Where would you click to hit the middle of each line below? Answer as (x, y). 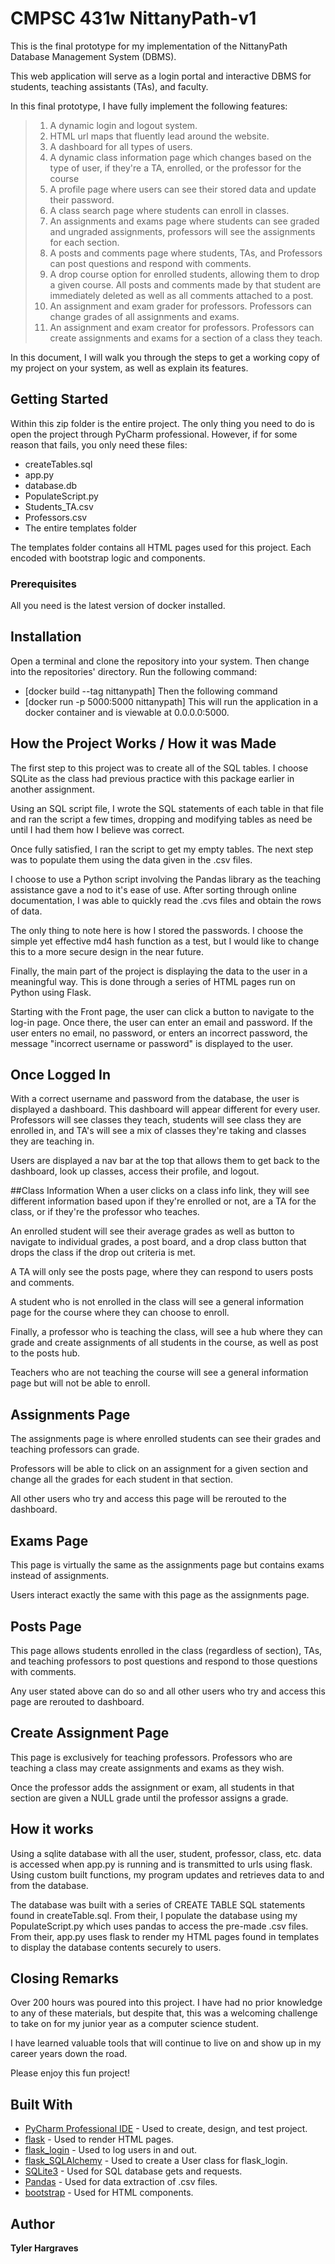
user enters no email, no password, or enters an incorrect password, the (159, 1033)
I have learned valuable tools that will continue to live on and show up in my (166, 2043)
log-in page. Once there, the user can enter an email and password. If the (161, 1022)
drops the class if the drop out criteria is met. (103, 1253)
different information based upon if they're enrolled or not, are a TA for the (163, 1201)
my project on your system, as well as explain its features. (129, 368)
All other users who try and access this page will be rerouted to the (148, 1499)
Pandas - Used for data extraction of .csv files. (121, 2182)
